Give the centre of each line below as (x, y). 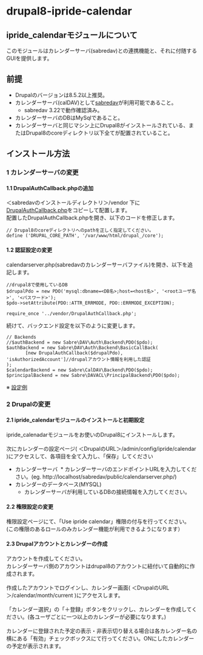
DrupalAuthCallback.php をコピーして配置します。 (68, 210)
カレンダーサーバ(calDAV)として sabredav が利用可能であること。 (96, 102)
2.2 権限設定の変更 (30, 507)
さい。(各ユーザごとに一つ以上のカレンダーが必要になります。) (89, 617)
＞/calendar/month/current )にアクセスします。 (65, 596)
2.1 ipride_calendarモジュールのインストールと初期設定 (75, 420)
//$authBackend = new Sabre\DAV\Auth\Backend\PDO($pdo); (80, 342)
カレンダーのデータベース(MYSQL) (58, 484)
